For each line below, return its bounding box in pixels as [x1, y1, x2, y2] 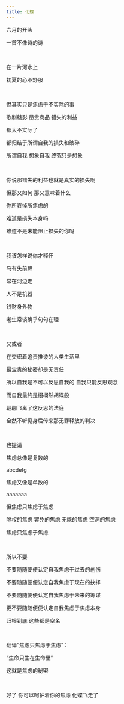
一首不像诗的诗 [6, 39, 43, 46]
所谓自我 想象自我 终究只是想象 [6, 152, 83, 159]
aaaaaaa [6, 490, 28, 498]
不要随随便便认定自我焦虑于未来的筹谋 [6, 591, 101, 599]
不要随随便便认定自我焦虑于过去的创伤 [6, 566, 101, 573]
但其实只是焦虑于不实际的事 [6, 100, 75, 108]
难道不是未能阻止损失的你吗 [6, 227, 75, 235]
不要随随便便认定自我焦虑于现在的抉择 [6, 578, 101, 585]
